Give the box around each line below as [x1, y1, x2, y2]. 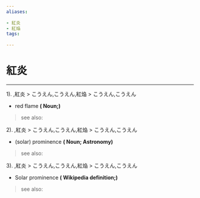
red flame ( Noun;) [14, 102, 61, 109]
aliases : [6, 8, 28, 15]
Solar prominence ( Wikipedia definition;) [14, 174, 118, 181]
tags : [6, 31, 20, 37]
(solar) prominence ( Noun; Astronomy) [14, 138, 113, 145]
